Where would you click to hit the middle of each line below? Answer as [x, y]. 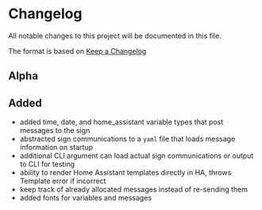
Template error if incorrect [63, 181]
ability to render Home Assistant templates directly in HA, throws [125, 173]
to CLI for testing [47, 164]
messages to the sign [55, 131]
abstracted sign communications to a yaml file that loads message [127, 139]
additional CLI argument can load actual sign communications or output [137, 156]
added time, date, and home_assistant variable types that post [121, 122]
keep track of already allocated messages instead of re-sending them [134, 189]
